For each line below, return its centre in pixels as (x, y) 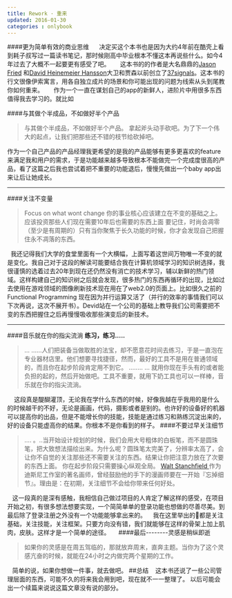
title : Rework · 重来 (37, 13)
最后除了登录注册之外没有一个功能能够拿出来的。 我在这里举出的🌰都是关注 (115, 515)
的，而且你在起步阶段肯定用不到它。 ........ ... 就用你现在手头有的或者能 (124, 368)
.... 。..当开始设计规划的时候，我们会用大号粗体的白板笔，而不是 (115, 440)
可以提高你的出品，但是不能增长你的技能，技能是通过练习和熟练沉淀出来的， (116, 417)
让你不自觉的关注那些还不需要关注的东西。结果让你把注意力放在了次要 (124, 458)
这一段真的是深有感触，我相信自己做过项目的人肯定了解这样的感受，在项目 (118, 498)
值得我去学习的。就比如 (40, 99)
